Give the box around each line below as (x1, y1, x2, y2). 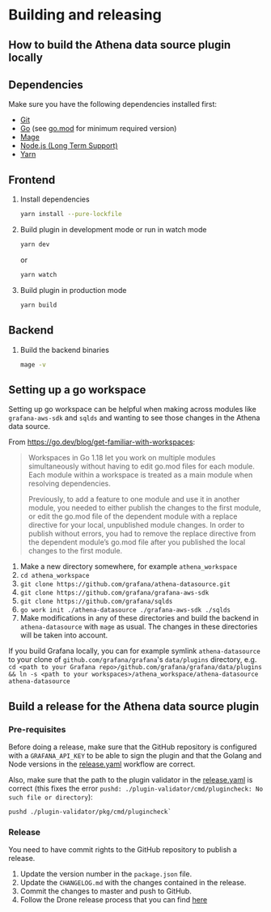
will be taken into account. (19, 630, 108, 640)
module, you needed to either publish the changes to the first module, (28, 503, 261, 513)
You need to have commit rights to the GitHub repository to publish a (8, 845, 237, 855)
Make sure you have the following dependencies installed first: (8, 100, 217, 109)
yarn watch (19, 270, 57, 278)
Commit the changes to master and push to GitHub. (19, 886, 192, 896)
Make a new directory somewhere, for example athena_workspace (19, 562, 238, 571)
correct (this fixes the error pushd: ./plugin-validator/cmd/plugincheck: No (8, 783, 264, 793)
